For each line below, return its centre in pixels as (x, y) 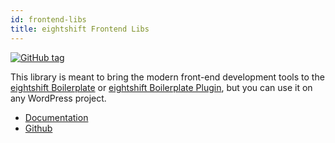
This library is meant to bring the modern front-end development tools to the (167, 77)
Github (38, 128)
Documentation (56, 117)
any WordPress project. (58, 98)
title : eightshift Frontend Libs (80, 29)
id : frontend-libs (48, 19)
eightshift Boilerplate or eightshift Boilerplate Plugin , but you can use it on (161, 87)
